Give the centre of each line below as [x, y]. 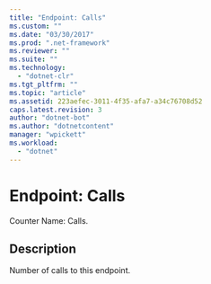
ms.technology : [38, 68]
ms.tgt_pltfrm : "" [44, 84]
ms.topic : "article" [48, 93]
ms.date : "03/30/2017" [52, 34]
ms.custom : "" [36, 26]
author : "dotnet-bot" [50, 118]
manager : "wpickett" [48, 135]
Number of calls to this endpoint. [70, 271]
